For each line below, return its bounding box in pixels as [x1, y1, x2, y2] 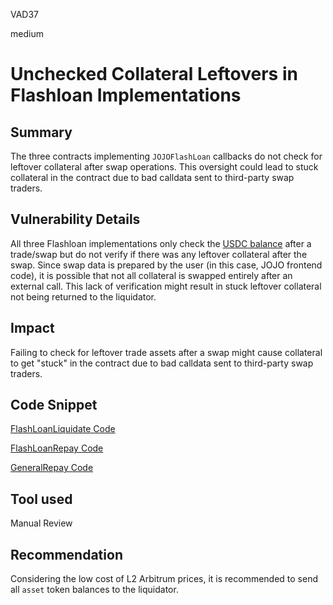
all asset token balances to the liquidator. [10, 584, 179, 596]
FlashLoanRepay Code [10, 442, 104, 454]
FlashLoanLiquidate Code [10, 423, 116, 435]
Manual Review [10, 517, 73, 529]
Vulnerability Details [10, 211, 141, 228]
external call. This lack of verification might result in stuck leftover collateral [10, 280, 322, 292]
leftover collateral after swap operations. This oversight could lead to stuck [10, 161, 319, 173]
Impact [10, 320, 55, 337]
